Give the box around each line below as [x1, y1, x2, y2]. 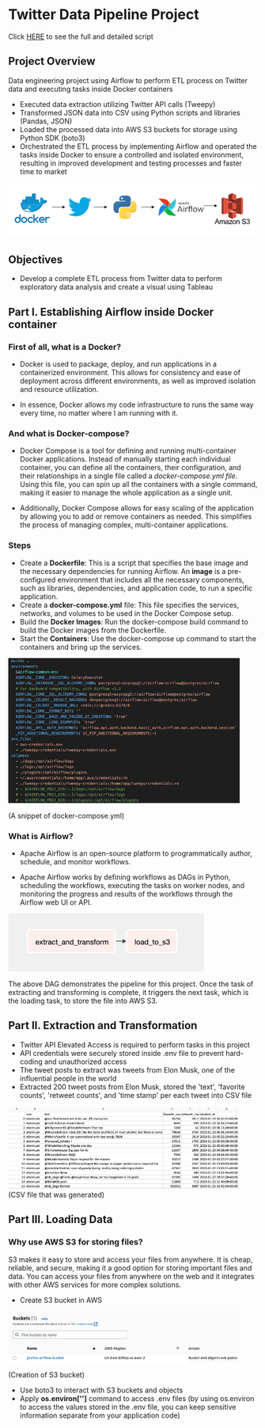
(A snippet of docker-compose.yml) [8, 811, 125, 820]
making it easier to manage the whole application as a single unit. [19, 488, 233, 498]
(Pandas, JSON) [19, 116, 73, 126]
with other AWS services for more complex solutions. [8, 1280, 182, 1289]
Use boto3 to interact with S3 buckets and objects [19, 1385, 184, 1395]
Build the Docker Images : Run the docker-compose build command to [19, 617, 249, 626]
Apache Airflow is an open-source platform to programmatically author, [19, 849, 253, 858]
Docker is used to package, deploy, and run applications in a [19, 359, 218, 369]
